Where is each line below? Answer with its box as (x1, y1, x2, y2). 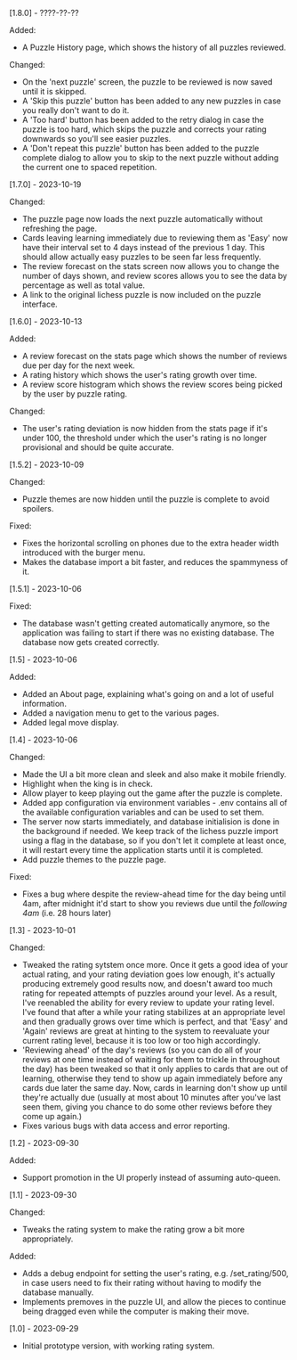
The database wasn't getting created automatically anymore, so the (21, 619, 270, 628)
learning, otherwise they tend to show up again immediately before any (21, 1073, 283, 1084)
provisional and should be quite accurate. (21, 442, 174, 453)
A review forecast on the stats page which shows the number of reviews (21, 351, 287, 361)
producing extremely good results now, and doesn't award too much (21, 979, 273, 988)
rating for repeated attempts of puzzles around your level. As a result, (21, 988, 277, 998)
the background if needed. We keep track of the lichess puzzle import (21, 826, 278, 836)
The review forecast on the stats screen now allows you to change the (21, 261, 280, 271)
